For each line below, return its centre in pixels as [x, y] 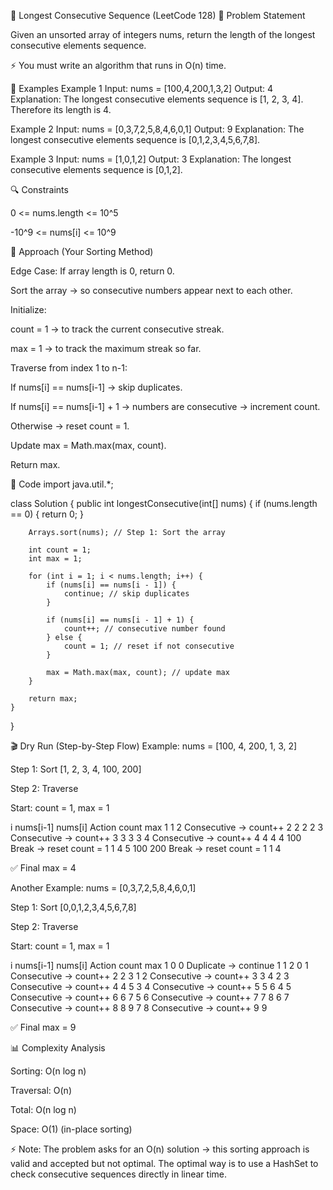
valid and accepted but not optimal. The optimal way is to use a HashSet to [164, 1163]
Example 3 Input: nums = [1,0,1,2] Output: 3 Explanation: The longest [151, 159]
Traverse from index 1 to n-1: [69, 368]
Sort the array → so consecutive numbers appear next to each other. [151, 290]
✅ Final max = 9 [43, 1027]
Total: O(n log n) [43, 1109]
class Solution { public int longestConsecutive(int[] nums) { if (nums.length [164, 503]
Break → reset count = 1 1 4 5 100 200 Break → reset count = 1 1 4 [146, 848]
